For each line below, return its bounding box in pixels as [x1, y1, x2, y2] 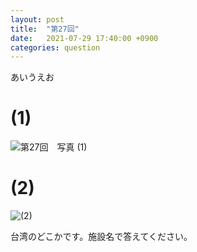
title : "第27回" [10, 24, 80, 34]
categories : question [10, 42, 101, 53]
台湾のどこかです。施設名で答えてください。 [10, 231, 193, 243]
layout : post [10, 14, 65, 25]
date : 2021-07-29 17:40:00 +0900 [10, 33, 159, 43]
